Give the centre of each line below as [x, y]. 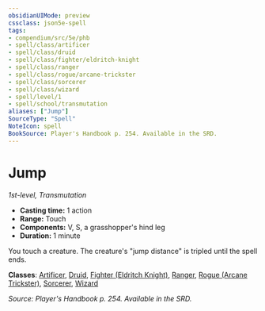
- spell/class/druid [42, 52]
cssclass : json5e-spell [47, 23]
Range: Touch [43, 218]
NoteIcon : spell [35, 126]
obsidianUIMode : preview [49, 15]
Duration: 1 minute [50, 236]
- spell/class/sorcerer [47, 82]
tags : [17, 30]
